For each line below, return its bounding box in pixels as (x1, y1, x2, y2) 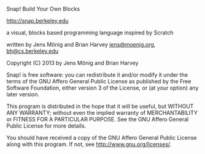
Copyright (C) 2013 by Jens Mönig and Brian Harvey (6, 60, 139, 66)
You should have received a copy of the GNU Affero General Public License (6, 134, 197, 141)
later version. (6, 91, 40, 98)
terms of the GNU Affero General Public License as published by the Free (6, 78, 191, 85)
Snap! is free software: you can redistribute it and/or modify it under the (6, 71, 188, 79)
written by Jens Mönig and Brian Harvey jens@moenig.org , (6, 41, 156, 48)
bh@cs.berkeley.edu (6, 47, 59, 55)
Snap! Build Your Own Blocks (6, 6, 80, 12)
